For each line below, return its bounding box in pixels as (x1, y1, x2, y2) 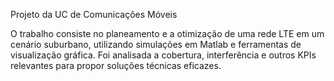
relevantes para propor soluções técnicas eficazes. (10, 60, 222, 71)
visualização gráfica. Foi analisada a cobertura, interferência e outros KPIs (10, 49, 317, 61)
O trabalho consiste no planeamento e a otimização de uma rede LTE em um (10, 28, 325, 39)
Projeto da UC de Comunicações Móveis (10, 9, 178, 20)
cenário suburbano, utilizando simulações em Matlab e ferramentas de (10, 39, 302, 50)
